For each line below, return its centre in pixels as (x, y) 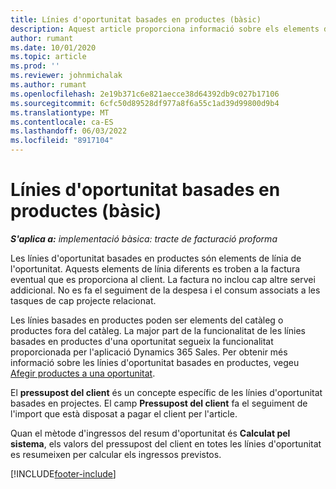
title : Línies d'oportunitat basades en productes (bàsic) (136, 19)
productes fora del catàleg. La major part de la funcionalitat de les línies (158, 330)
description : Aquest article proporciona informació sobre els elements (165, 29)
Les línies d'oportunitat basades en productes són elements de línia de (156, 258)
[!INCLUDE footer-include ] (63, 473)
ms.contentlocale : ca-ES (62, 122)
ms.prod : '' (35, 66)
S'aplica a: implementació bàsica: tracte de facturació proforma (144, 238)
